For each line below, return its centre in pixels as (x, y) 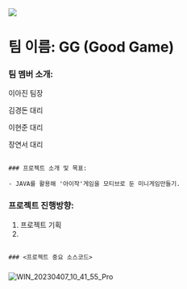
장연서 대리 (26, 145)
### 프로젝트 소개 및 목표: (48, 168)
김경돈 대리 (26, 110)
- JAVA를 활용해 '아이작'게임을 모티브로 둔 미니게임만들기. (94, 184)
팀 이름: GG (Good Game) (91, 47)
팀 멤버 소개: (31, 74)
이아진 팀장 (26, 93)
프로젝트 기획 (41, 225)
